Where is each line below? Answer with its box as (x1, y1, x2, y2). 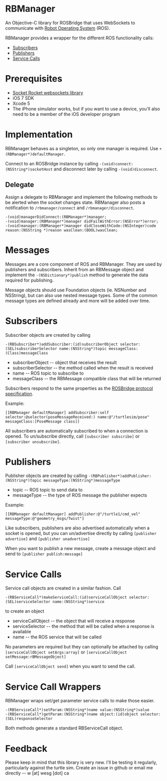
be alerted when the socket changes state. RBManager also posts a (5, 199, 145, 205)
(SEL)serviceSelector (5, 599, 51, 605)
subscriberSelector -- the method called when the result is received (12, 365, 153, 371)
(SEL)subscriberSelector (5, 346, 57, 351)
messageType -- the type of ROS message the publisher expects (12, 492, 147, 498)
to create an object (5, 608, 44, 614)
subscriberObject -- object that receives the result (12, 359, 117, 366)
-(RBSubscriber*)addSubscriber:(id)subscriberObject (5, 341, 118, 347)
